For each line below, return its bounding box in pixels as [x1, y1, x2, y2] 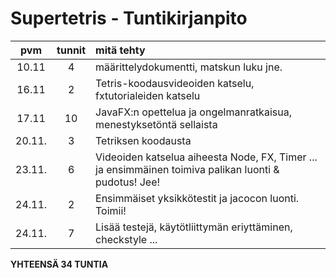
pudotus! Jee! [95, 175, 161, 189]
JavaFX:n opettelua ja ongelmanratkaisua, [95, 105, 292, 119]
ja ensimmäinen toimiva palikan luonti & [95, 162, 280, 176]
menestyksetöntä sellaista [95, 117, 218, 131]
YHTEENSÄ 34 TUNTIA [10, 258, 109, 270]
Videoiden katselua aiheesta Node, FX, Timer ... [95, 150, 318, 164]
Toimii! [95, 203, 127, 217]
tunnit [56, 43, 87, 57]
